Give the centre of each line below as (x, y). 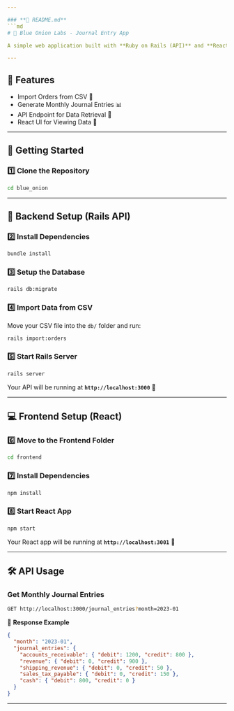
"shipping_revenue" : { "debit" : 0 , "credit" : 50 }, (96, 668)
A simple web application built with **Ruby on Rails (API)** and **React (118, 45)
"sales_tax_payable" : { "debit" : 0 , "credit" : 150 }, (99, 674)
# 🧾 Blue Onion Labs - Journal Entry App (68, 33)
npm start (22, 529)
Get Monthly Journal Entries (56, 594)
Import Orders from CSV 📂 (55, 97)
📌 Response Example (38, 622)
